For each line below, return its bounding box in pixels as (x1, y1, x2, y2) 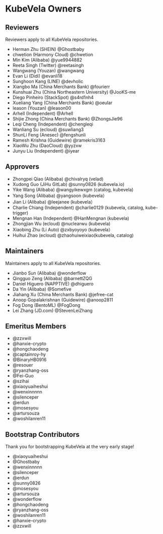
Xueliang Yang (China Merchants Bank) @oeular (12, 100, 113, 106)
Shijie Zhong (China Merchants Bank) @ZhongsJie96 (12, 116, 123, 121)
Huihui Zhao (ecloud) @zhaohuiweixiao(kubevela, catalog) (12, 232, 134, 238)
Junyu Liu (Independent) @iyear (12, 148, 79, 154)
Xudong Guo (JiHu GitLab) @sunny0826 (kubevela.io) (12, 181, 125, 187)
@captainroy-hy (12, 351, 46, 358)
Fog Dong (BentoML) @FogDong (12, 302, 80, 308)
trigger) (12, 210, 29, 216)
